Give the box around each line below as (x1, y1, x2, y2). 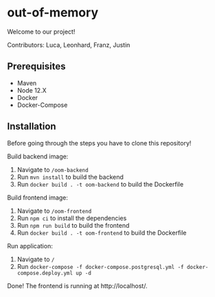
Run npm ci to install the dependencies (16, 214, 127, 222)
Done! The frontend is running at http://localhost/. (7, 281, 148, 289)
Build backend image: (7, 152, 69, 161)
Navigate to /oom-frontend (16, 206, 92, 215)
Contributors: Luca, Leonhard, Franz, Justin (7, 40, 131, 49)
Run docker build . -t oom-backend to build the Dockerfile (16, 180, 184, 188)
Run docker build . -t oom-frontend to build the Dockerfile (16, 228, 187, 237)
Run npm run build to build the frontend (16, 221, 130, 229)
